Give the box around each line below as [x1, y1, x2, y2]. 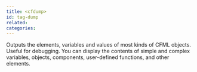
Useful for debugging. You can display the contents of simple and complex [6, 48, 190, 55]
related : [6, 19, 28, 25]
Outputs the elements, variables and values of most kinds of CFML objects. [6, 41, 191, 48]
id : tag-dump [6, 14, 39, 20]
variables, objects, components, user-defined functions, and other [6, 54, 170, 61]
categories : [6, 25, 36, 31]
